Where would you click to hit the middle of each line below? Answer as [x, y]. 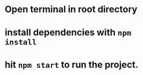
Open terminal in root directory [71, 9]
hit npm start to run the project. [72, 65]
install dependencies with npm [68, 33]
